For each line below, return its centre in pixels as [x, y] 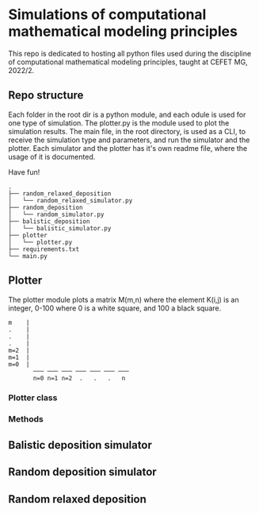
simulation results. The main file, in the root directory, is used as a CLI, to [127, 131]
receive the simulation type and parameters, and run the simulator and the [129, 140]
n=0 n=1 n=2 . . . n [79, 378]
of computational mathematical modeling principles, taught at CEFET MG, [128, 62]
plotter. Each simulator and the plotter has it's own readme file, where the [128, 148]
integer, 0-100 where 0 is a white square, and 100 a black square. [115, 308]
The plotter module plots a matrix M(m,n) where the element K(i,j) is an [124, 299]
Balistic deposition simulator [80, 445]
